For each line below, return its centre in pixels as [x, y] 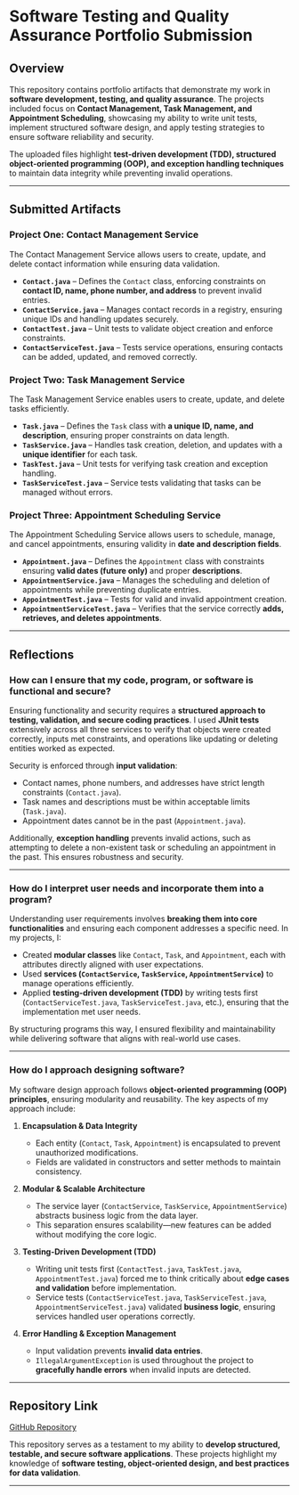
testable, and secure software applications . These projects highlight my [143, 1454]
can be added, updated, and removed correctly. [109, 356]
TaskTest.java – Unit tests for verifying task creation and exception [145, 463]
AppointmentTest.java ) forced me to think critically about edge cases [162, 1278]
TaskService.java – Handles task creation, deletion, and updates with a [152, 445]
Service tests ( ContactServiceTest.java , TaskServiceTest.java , [151, 1297]
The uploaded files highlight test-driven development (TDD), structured [143, 154]
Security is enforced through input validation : [93, 765]
